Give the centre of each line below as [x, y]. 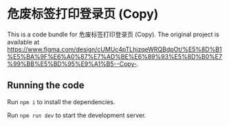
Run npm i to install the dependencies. [61, 102]
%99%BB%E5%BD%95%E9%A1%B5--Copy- [72, 64]
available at [23, 42]
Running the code [46, 85]
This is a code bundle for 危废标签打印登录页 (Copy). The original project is [113, 34]
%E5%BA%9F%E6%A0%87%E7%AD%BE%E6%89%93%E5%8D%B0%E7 [115, 56]
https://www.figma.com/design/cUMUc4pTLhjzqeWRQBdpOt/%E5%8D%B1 [115, 49]
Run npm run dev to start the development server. [77, 115]
